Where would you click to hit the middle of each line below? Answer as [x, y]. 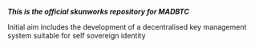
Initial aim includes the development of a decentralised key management [127, 27]
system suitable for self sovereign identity [77, 36]
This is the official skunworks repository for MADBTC [99, 12]
